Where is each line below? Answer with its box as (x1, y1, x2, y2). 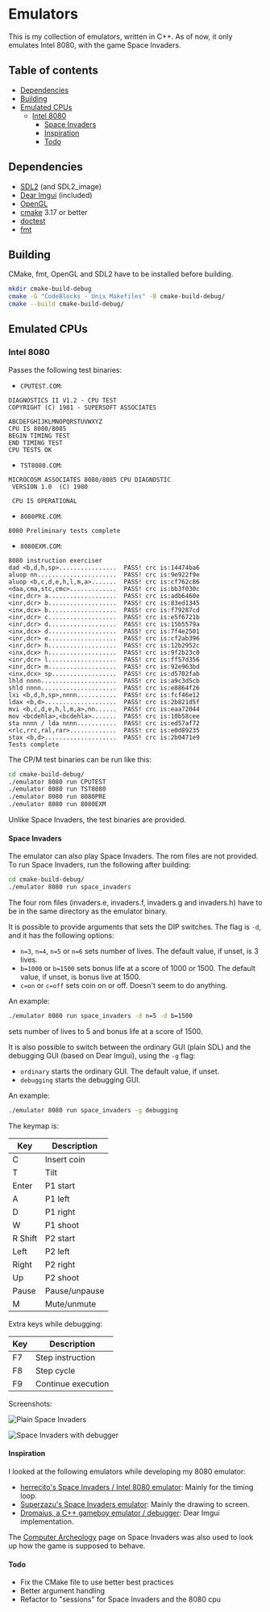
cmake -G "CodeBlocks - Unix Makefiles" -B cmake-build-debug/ (8, 293, 226, 301)
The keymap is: (8, 1120, 59, 1130)
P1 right (44, 1206, 76, 1217)
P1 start (44, 1179, 75, 1191)
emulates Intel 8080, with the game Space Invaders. (8, 40, 181, 49)
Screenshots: (8, 1399, 52, 1408)
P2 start (44, 1232, 75, 1243)
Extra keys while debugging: (8, 1319, 103, 1328)
